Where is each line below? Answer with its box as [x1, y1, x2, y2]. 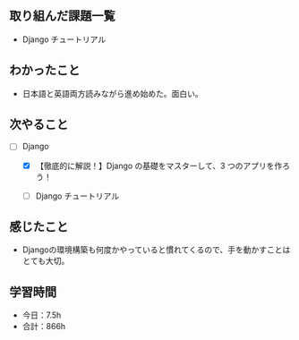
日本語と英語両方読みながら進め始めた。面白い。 [21, 88, 203, 98]
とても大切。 [21, 256, 70, 267]
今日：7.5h [21, 310, 62, 320]
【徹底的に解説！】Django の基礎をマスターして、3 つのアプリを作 [35, 160, 283, 171]
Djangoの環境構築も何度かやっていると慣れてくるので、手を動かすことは [21, 244, 291, 255]
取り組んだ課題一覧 [9, 8, 115, 24]
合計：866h [21, 321, 66, 332]
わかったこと [9, 63, 81, 78]
